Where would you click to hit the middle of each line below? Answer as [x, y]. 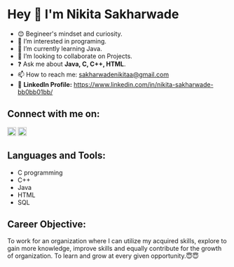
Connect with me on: [54, 114]
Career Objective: [47, 224]
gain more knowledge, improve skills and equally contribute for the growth [115, 249]
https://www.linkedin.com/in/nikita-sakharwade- [143, 84]
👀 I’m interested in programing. [62, 41]
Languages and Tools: [57, 156]
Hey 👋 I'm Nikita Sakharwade [93, 14]
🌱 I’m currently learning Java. [60, 48]
